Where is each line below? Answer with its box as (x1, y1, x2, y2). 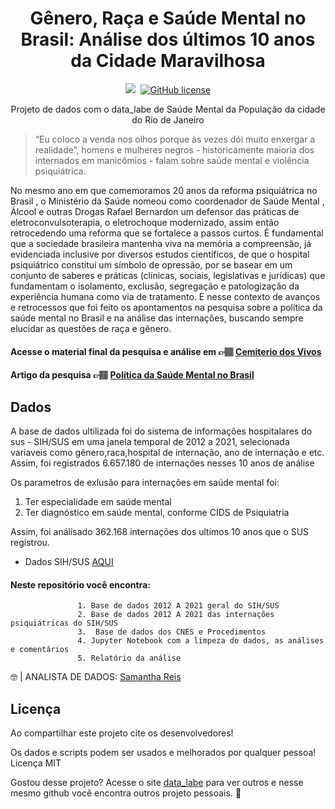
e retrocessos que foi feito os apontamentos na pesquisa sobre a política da (10, 301, 323, 313)
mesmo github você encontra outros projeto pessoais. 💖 (10, 787, 242, 799)
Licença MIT (10, 757, 62, 769)
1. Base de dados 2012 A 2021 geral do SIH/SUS (77, 601, 280, 611)
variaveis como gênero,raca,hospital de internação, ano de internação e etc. (10, 446, 325, 458)
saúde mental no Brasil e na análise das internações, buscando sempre (10, 312, 304, 324)
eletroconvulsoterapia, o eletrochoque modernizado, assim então (10, 216, 280, 228)
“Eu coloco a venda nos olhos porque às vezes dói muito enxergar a (34, 133, 316, 145)
